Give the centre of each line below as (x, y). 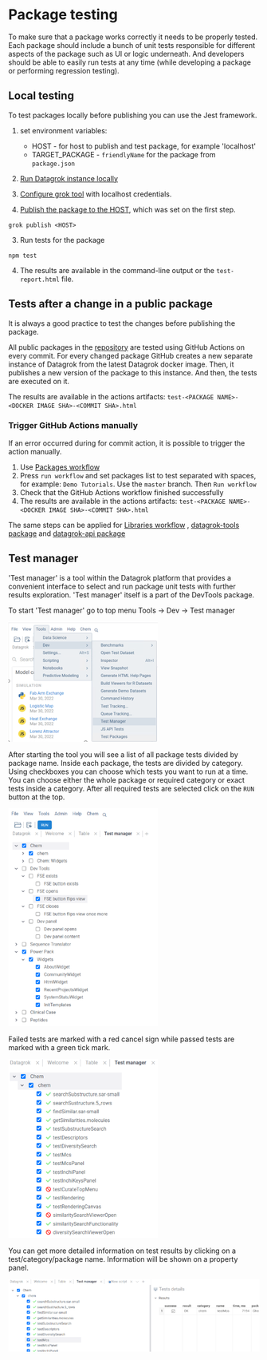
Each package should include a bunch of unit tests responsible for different (132, 45)
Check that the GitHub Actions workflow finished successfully (122, 492)
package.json (53, 164)
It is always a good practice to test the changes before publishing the (122, 323)
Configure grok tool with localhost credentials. (96, 194)
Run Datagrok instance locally (69, 178)
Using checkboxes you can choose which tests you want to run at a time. (128, 771)
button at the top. (37, 797)
